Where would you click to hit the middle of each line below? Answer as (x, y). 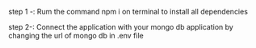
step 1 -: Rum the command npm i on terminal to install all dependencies (128, 12)
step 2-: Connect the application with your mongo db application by (121, 27)
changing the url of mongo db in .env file (76, 36)
